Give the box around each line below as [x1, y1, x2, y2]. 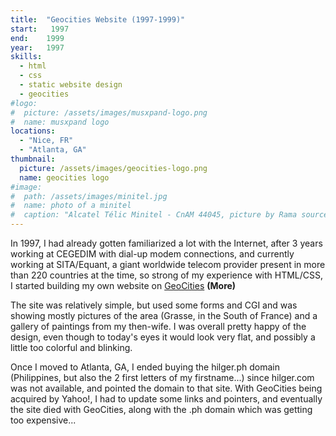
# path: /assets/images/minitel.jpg [10, 191, 168, 201]
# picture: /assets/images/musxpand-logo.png [10, 107, 208, 118]
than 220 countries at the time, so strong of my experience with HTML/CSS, [10, 269, 324, 281]
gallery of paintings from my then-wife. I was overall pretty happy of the [10, 321, 307, 332]
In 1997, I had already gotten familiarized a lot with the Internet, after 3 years [10, 237, 323, 249]
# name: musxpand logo [10, 117, 110, 127]
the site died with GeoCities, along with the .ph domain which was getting [10, 404, 313, 415]
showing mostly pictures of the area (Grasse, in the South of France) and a [10, 310, 318, 321]
